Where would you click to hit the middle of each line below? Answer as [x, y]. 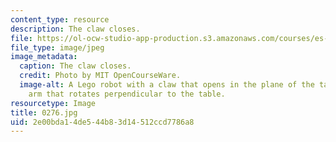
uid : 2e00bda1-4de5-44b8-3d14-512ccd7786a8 [102, 122]
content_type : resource [60, 19]
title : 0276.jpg [44, 112]
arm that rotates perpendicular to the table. [127, 94]
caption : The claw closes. [75, 66]
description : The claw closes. [75, 29]
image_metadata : [44, 57]
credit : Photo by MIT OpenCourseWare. [100, 76]
